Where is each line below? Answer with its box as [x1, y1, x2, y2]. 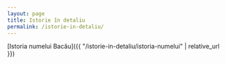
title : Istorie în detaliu [7, 17, 86, 24]
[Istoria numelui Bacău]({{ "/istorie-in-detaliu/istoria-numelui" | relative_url [7, 42, 220, 51]
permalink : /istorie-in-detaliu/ [7, 23, 104, 30]
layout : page [7, 10, 45, 17]
